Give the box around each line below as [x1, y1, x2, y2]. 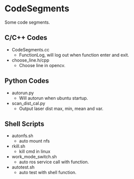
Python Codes [4, 77, 50, 85]
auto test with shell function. [19, 170, 77, 176]
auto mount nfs [19, 138, 50, 144]
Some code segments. [4, 19, 50, 25]
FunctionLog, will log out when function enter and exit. [19, 52, 130, 58]
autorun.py [11, 90, 34, 96]
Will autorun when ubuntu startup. [19, 95, 88, 101]
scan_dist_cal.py [11, 100, 45, 106]
